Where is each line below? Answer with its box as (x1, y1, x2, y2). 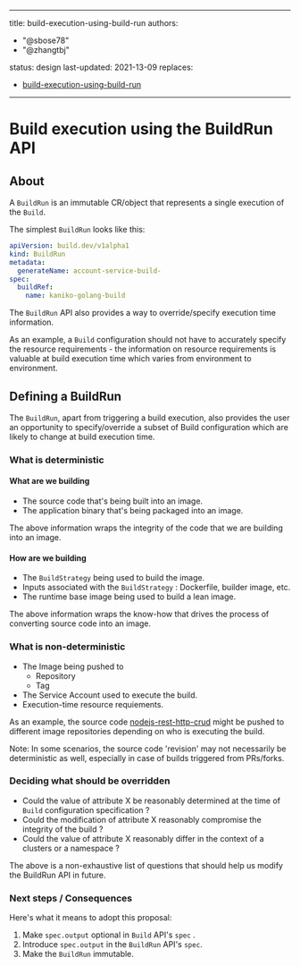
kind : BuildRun (9, 250, 66, 258)
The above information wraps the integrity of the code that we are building (9, 522, 283, 533)
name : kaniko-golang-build (25, 292, 126, 301)
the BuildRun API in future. (9, 869, 106, 880)
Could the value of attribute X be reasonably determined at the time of (21, 795, 281, 806)
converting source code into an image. (9, 618, 152, 629)
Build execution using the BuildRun (9, 119, 274, 140)
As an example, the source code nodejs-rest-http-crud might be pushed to (9, 716, 285, 727)
